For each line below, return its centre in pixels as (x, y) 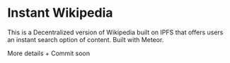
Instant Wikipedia (60, 13)
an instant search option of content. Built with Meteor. (86, 39)
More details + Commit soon (49, 53)
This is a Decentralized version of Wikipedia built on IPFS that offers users (115, 32)
